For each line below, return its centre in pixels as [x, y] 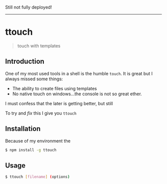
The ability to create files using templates [54, 88]
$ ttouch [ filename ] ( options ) [38, 177]
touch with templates [39, 46]
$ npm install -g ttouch [31, 150]
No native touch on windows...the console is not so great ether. [77, 94]
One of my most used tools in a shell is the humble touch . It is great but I [79, 73]
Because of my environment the [38, 141]
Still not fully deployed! [29, 7]
